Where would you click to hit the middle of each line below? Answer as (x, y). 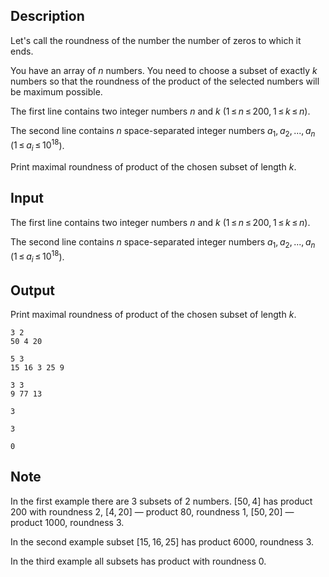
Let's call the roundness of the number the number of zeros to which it (156, 40)
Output (32, 290)
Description (47, 16)
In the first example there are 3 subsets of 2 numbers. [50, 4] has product (161, 501)
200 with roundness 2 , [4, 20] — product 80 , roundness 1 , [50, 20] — (152, 511)
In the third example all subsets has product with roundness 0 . (138, 561)
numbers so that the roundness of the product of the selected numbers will (165, 81)
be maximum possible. (56, 91)
